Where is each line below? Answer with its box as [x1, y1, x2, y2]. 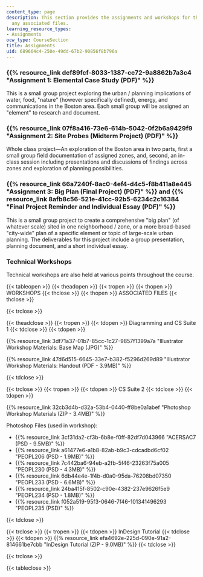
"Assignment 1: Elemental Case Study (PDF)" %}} [6, 76, 155, 84]
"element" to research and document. [6, 109, 100, 116]
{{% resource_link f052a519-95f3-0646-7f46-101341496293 [14, 498, 167, 505]
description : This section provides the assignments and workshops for [6, 15, 190, 21]
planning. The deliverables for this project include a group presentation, [6, 236, 185, 243]
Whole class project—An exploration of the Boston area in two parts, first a [6, 145, 193, 153]
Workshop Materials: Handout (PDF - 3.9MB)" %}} [6, 362, 132, 369]
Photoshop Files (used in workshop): [6, 422, 98, 429]
